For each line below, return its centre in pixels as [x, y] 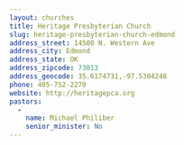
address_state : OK [44, 59]
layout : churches [42, 18]
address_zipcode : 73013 [54, 68]
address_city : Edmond [50, 51]
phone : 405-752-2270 [48, 85]
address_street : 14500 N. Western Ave [82, 43]
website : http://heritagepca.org [72, 93]
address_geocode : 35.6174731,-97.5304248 [88, 77]
